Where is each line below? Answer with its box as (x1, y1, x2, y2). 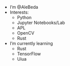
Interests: (9, 9, 29, 15)
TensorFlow (17, 51, 41, 57)
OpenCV (17, 30, 35, 36)
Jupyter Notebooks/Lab (17, 20, 65, 25)
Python (17, 15, 32, 20)
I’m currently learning (9, 41, 53, 46)
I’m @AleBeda (9, 4, 38, 10)
